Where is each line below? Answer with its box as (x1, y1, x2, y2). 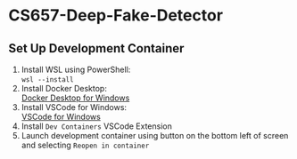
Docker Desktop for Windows (21, 92, 130, 103)
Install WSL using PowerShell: (21, 64, 131, 75)
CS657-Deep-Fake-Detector (8, 5, 224, 26)
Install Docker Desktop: (21, 83, 108, 93)
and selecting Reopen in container (21, 139, 150, 150)
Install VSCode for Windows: (21, 102, 127, 112)
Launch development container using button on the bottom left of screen (21, 131, 289, 140)
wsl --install (21, 76, 74, 84)
